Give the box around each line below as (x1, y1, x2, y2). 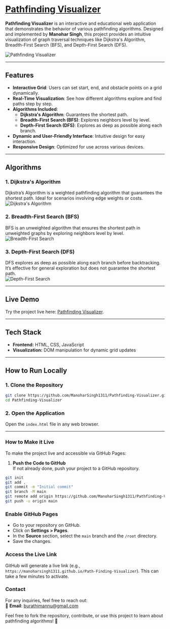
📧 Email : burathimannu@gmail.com (5, 603, 78, 609)
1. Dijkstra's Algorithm (5, 178, 61, 185)
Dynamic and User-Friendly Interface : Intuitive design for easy (12, 133, 145, 139)
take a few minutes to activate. (5, 573, 69, 579)
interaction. (12, 138, 36, 144)
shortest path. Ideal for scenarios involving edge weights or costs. (5, 195, 143, 201)
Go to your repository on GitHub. (12, 522, 81, 528)
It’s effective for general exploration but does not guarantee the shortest (5, 265, 156, 271)
